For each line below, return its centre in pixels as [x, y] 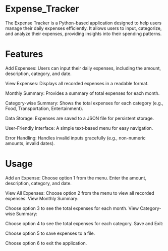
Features [24, 54]
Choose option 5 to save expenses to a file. [50, 233]
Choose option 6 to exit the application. [46, 243]
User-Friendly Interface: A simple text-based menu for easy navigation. [79, 128]
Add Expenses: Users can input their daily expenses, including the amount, [83, 68]
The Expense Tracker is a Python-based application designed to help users [83, 23]
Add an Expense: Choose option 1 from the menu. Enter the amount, [76, 177]
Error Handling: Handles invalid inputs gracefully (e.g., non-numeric [75, 138]
